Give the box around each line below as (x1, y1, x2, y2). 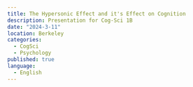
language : (7, 62, 36, 69)
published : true (7, 56, 55, 63)
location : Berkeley (7, 29, 64, 37)
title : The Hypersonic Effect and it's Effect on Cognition (7, 10, 187, 18)
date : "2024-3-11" (7, 23, 61, 30)
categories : (7, 36, 42, 43)
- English (13, 69, 42, 76)
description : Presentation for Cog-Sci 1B (7, 17, 133, 24)
